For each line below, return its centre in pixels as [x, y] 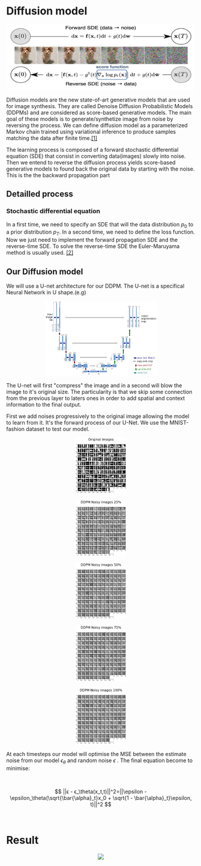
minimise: [18, 768]
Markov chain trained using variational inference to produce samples [91, 132]
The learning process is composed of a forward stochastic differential [92, 150]
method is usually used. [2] [40, 253]
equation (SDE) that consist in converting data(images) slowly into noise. [96, 156]
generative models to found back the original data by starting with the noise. [100, 169]
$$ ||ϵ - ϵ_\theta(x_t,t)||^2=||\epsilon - [101, 792]
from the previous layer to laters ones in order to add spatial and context [95, 398]
